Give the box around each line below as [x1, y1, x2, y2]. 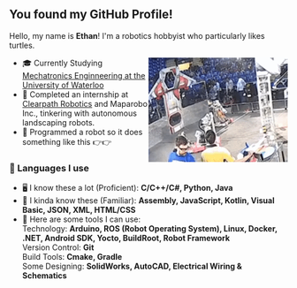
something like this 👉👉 [21, 136, 112, 147]
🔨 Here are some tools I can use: [21, 214, 141, 224]
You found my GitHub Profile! [9, 7, 173, 22]
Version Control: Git [21, 242, 95, 253]
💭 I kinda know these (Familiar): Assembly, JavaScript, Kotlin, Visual [21, 195, 275, 206]
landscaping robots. [21, 117, 95, 127]
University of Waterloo [21, 80, 104, 90]
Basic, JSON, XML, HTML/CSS [21, 205, 136, 216]
